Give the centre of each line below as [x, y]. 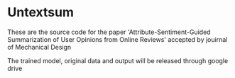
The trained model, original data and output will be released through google [118, 60]
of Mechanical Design [39, 47]
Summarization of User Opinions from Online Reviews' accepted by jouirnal [117, 39]
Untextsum [41, 12]
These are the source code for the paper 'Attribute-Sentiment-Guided [109, 32]
